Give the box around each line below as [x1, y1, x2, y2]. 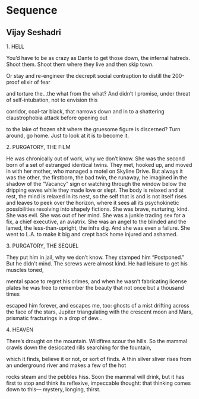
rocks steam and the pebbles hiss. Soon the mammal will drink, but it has [6, 373, 185, 380]
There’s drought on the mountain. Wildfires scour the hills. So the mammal [6, 338, 188, 344]
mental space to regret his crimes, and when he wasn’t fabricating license [6, 278, 187, 285]
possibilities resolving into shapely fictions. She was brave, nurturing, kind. [6, 205, 189, 213]
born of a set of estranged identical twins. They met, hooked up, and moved [6, 161, 192, 168]
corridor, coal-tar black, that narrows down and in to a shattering [6, 108, 165, 115]
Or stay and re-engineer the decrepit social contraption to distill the [6, 72, 171, 79]
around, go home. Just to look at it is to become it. [6, 132, 129, 139]
